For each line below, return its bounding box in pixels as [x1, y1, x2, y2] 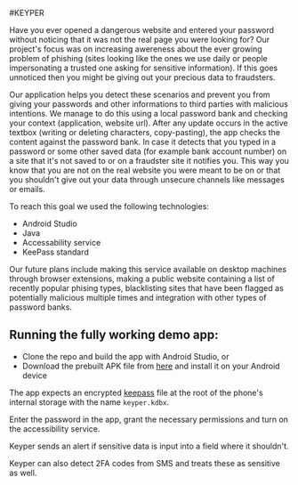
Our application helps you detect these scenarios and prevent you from [9, 89, 270, 100]
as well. [9, 467, 37, 478]
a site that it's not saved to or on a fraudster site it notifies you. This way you [9, 156, 289, 166]
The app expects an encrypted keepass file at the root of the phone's [9, 387, 264, 398]
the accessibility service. [9, 423, 101, 434]
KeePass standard [21, 247, 89, 257]
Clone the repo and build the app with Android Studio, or [21, 351, 230, 361]
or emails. [9, 184, 46, 194]
